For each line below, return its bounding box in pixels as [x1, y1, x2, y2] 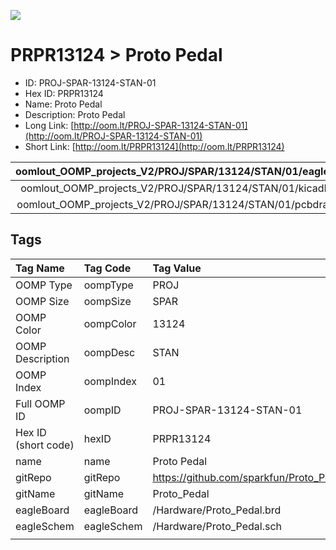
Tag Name [15, 261, 65, 275]
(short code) [15, 438, 75, 452]
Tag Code [83, 261, 132, 275]
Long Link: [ [24, 119, 75, 131]
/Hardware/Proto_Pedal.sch [152, 519, 283, 533]
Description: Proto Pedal [24, 108, 126, 120]
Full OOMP [15, 396, 66, 410]
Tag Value [152, 261, 202, 275]
